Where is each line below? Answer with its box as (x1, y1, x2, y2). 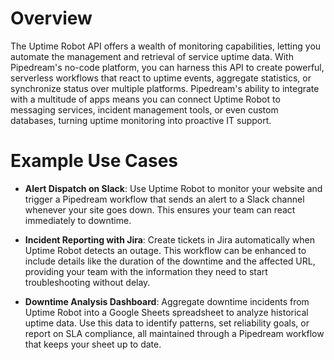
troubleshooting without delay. (24, 276, 151, 288)
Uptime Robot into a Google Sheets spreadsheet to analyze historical (24, 306, 309, 318)
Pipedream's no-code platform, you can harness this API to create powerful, (10, 61, 325, 73)
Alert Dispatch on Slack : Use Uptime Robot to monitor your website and (24, 182, 323, 194)
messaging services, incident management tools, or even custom (10, 103, 279, 116)
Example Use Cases (10, 150, 179, 172)
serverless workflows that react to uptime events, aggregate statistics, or (10, 72, 312, 84)
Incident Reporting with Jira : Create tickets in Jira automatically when (24, 233, 316, 246)
